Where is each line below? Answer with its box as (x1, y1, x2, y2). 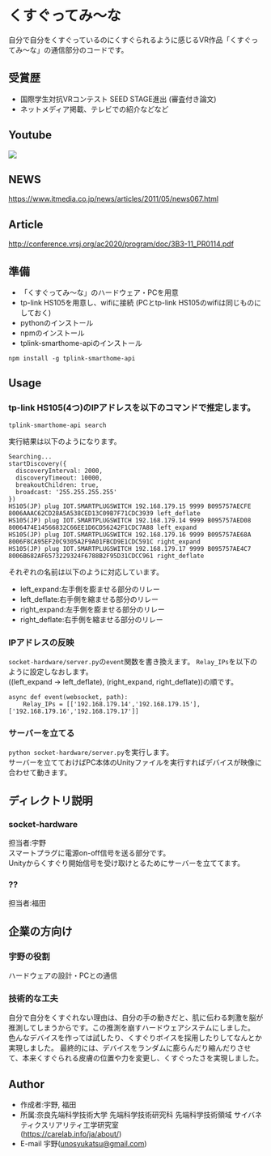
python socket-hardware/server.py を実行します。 (8, 748, 174, 757)
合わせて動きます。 (8, 768, 72, 778)
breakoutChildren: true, (15, 480, 100, 489)
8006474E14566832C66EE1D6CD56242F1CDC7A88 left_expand (8, 523, 197, 531)
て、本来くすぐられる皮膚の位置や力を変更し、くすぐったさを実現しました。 (8, 1053, 264, 1063)
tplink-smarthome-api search (8, 421, 107, 429)
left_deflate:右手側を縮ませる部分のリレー (19, 594, 159, 604)
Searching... (8, 452, 53, 461)
